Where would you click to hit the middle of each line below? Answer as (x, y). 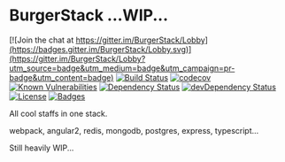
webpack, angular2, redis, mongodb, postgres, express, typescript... (134, 130)
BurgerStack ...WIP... (89, 15)
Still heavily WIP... (42, 148)
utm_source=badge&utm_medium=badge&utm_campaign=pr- (122, 68)
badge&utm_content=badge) (62, 77)
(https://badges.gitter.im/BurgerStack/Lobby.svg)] (100, 49)
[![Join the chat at (42, 40)
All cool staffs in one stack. (58, 113)
